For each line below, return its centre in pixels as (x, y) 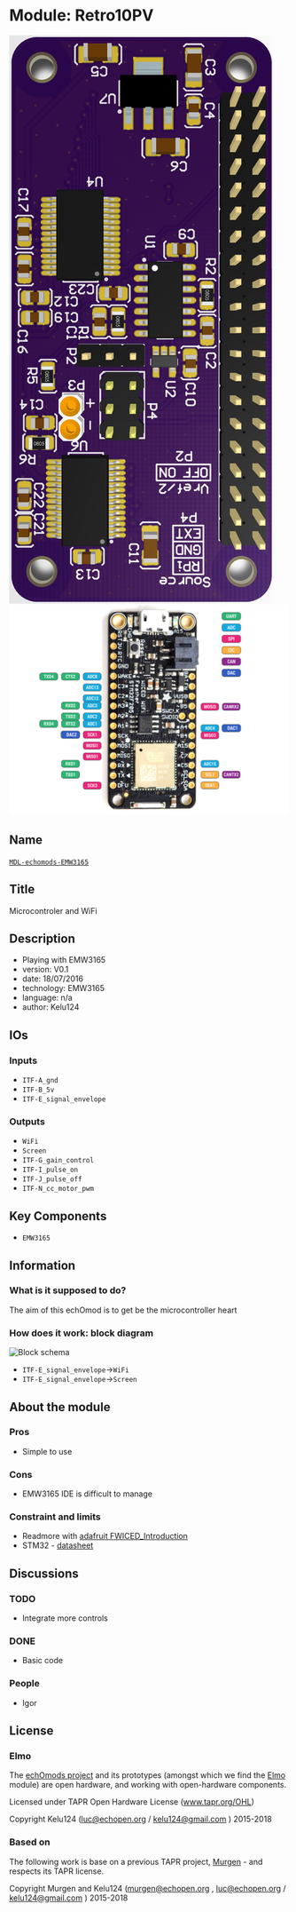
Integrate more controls (65, 1618)
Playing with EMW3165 (64, 960)
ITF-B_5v (38, 1090)
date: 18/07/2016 (53, 979)
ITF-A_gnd (40, 1081)
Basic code (43, 1661)
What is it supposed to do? (68, 1290)
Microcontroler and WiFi (53, 910)
